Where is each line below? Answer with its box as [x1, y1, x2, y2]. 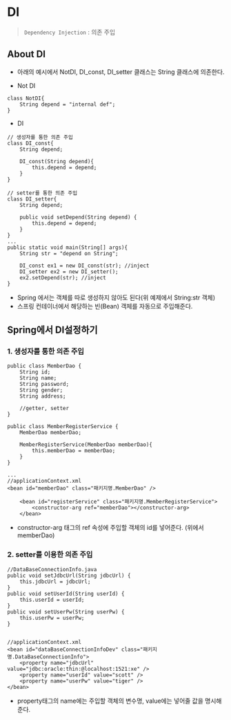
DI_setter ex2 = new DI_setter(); [19, 268, 119, 275]
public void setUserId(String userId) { [7, 590, 125, 597]
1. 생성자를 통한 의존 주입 [7, 347, 85, 356]
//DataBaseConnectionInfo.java [7, 566, 97, 573]
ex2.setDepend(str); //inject [19, 274, 107, 281]
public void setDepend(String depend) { [19, 214, 137, 221]
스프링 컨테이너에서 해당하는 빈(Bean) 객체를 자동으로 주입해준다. [17, 302, 193, 310]
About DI [7, 48, 46, 60]
